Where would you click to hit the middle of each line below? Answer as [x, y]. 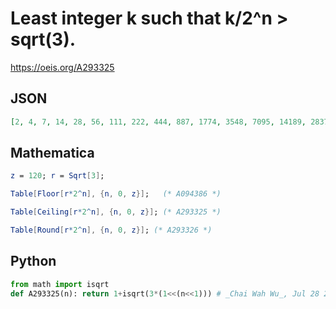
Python [33, 261]
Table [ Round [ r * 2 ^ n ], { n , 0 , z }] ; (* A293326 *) [111, 230]
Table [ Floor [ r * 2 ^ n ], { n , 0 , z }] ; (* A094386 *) [116, 194]
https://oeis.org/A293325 [62, 67]
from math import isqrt [60, 284]
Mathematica [52, 153]
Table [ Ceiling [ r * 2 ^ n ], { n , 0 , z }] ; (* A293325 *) [116, 212]
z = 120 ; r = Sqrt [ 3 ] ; [57, 176]
